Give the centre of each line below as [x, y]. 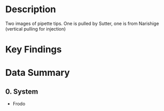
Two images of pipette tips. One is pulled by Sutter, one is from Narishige [82, 23]
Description [31, 9]
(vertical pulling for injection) [36, 29]
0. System [22, 91]
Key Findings [34, 50]
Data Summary [38, 73]
